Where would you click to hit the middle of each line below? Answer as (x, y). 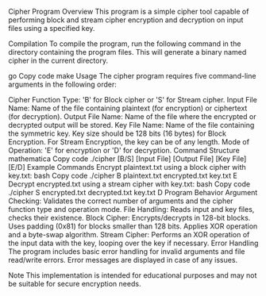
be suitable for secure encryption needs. (75, 284)
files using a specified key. (52, 28)
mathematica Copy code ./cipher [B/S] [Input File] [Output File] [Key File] (127, 159)
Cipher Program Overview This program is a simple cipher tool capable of (129, 12)
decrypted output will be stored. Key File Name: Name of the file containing (131, 125)
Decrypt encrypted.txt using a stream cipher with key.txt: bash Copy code (129, 184)
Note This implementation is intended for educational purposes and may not (133, 275)
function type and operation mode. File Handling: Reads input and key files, (131, 209)
